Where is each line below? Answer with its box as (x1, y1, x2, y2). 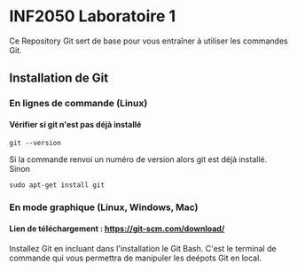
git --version (9, 139, 62, 148)
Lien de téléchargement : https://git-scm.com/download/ (9, 223, 225, 234)
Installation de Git (9, 71, 109, 86)
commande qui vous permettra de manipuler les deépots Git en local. (9, 253, 262, 263)
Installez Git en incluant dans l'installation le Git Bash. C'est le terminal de (9, 243, 277, 253)
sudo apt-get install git (9, 181, 105, 190)
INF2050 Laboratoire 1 (9, 6, 176, 27)
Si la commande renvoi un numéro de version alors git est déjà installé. (9, 154, 268, 165)
